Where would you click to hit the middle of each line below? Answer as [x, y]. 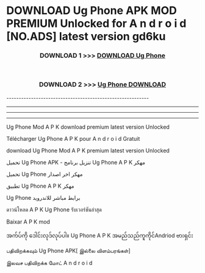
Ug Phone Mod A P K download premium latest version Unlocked [88, 127]
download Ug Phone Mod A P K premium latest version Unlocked [88, 151]
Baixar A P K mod [28, 222]
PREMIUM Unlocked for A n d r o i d [96, 23]
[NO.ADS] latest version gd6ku [86, 37]
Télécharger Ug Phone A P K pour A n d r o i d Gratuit [73, 138]
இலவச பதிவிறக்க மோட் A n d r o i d [49, 263]
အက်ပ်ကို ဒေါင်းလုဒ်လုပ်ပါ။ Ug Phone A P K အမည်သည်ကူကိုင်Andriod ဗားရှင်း [100, 235]
